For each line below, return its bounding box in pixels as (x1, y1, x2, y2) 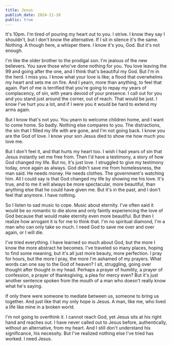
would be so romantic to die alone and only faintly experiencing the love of (5, 208, 163, 214)
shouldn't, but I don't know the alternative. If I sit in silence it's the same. (5, 37, 159, 43)
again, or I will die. (5, 229, 44, 235)
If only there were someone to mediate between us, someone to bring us (5, 293, 159, 299)
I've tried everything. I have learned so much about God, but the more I (5, 240, 156, 246)
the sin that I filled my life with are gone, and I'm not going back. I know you (5, 128, 165, 134)
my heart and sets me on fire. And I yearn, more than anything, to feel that (5, 79, 162, 85)
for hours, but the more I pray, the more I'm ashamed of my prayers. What (5, 256, 162, 262)
